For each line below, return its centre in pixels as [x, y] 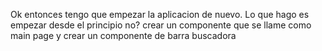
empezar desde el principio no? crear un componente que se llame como [161, 25]
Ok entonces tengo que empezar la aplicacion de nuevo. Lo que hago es [160, 14]
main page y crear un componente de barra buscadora [123, 35]
